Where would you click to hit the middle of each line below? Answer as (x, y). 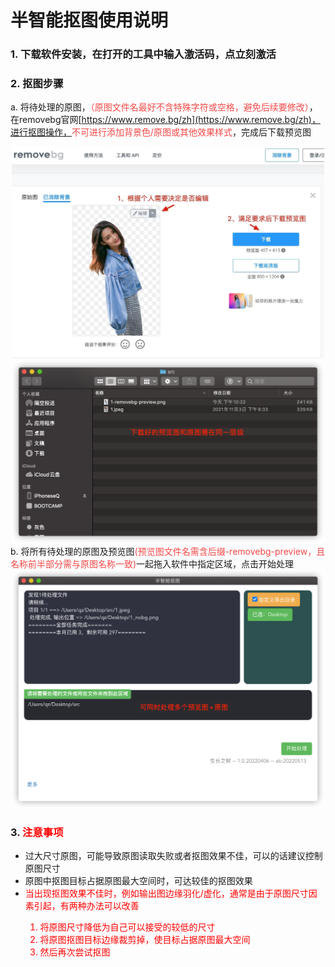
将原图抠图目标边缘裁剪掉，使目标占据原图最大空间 (145, 939)
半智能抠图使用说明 (89, 20)
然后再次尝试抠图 (75, 952)
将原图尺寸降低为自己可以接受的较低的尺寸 (127, 927)
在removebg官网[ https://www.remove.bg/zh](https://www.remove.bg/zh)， (165, 120)
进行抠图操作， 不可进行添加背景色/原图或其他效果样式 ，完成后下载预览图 (161, 132)
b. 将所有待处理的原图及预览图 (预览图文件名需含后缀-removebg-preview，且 (168, 552)
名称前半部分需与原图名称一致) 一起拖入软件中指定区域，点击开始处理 (152, 564)
